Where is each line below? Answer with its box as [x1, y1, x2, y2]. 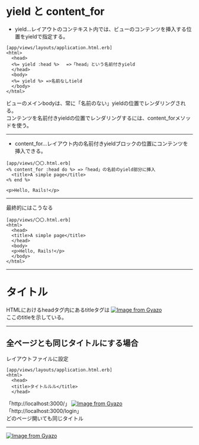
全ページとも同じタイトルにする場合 [6, 338, 139, 348]
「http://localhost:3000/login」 [6, 407, 82, 414]
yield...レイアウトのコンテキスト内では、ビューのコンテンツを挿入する [14, 25, 187, 33]
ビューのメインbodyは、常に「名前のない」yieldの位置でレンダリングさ [6, 100, 181, 107]
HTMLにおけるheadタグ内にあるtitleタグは [6, 306, 110, 313]
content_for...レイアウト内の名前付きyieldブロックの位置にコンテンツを [14, 140, 188, 147]
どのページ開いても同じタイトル [6, 415, 84, 422]
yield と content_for [6, 5, 105, 18]
